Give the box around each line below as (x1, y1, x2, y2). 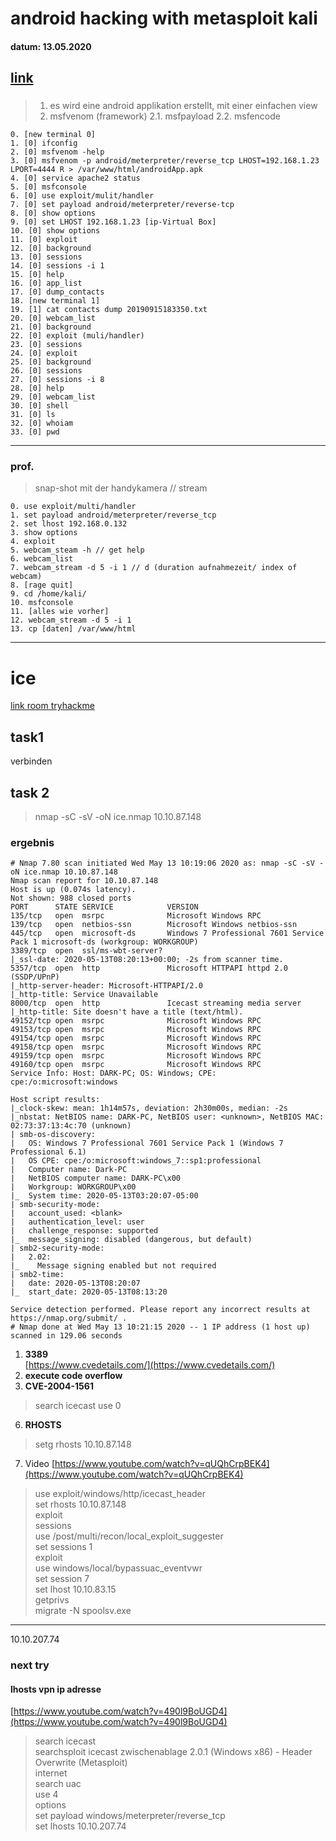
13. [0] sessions (10, 252, 83, 262)
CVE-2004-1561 (24, 1380, 94, 1392)
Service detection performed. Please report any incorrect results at (10, 1305, 311, 1315)
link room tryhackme (10, 700, 95, 712)
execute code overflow (24, 1370, 123, 1382)
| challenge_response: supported (10, 1226, 159, 1236)
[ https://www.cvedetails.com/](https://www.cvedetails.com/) (24, 1359, 276, 1371)
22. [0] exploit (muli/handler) (10, 331, 145, 341)
